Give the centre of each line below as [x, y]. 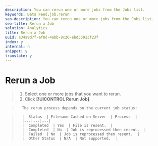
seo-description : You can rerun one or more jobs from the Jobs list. [79, 19]
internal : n [17, 47]
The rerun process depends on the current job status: [80, 108]
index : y [14, 42]
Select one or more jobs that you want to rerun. [73, 94]
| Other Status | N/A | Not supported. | [70, 139]
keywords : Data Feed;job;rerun [37, 14]
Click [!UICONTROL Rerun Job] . [57, 99]
